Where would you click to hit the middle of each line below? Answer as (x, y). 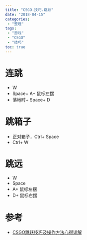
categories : (17, 19)
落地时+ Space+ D (31, 99)
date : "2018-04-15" (25, 14)
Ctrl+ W (20, 142)
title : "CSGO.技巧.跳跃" (29, 10)
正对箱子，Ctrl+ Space (36, 136)
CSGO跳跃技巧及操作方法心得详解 (47, 232)
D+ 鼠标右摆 (25, 195)
